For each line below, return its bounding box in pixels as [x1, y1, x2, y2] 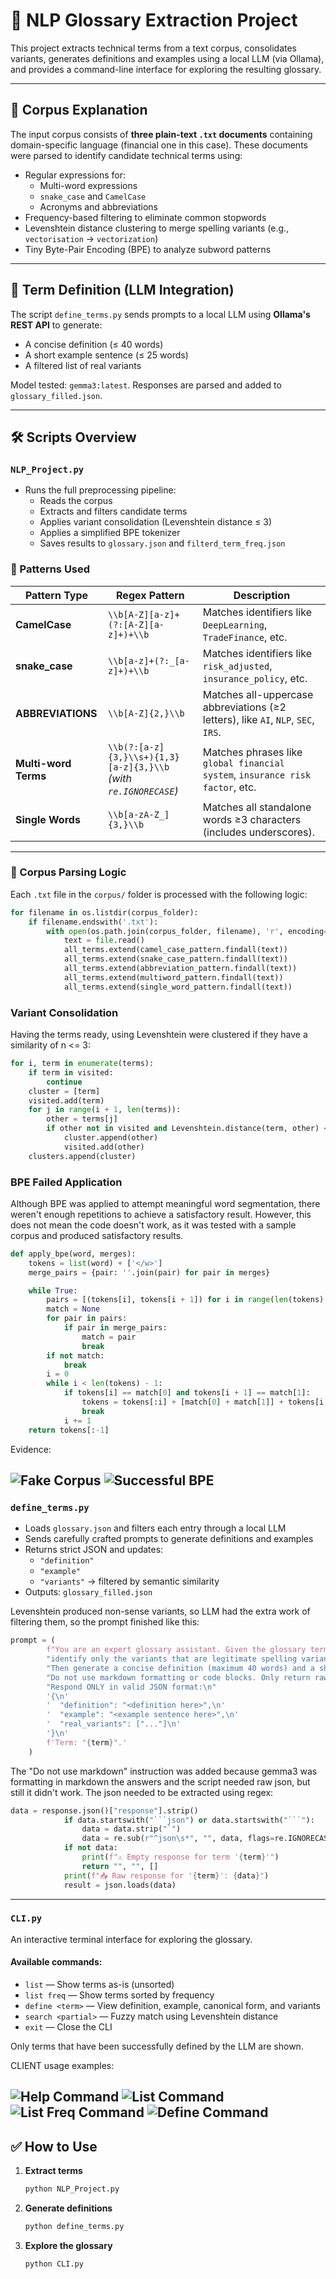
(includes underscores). [202, 825, 316, 839]
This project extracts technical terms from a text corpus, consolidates [10, 42, 297, 54]
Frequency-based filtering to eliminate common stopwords [24, 211, 267, 223]
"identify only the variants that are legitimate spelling [46, 1654, 298, 1664]
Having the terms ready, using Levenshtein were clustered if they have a [10, 1029, 308, 1041]
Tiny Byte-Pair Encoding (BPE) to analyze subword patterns [24, 243, 272, 255]
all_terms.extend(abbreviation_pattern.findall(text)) [63, 964, 298, 974]
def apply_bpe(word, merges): [10, 1249, 137, 1259]
